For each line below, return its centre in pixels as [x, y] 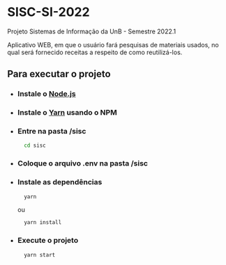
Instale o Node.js [46, 94]
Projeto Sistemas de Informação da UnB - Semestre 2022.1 [92, 31]
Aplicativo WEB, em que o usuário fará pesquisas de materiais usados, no [113, 45]
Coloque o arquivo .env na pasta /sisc [83, 163]
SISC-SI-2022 [48, 12]
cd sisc [35, 146]
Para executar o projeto [59, 74]
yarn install [43, 223]
